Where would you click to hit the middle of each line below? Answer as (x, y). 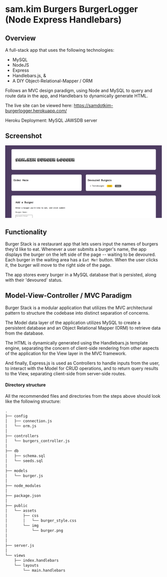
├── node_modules (23, 486)
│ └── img (22, 525)
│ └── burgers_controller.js (38, 441)
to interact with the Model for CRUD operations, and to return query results (82, 368)
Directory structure (26, 385)
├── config (16, 416)
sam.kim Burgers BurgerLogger (72, 9)
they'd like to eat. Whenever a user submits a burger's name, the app (76, 249)
